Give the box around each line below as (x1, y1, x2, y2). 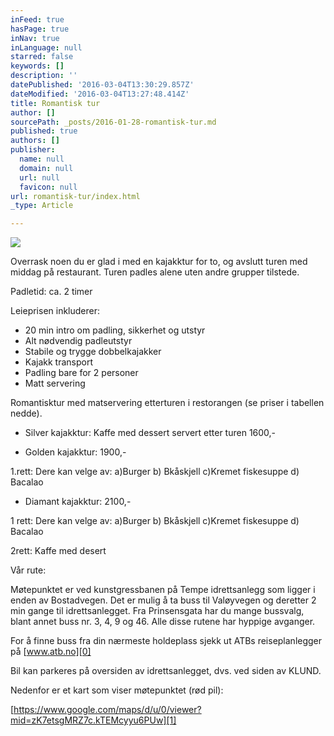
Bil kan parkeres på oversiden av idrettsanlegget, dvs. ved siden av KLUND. (10, 665, 322, 677)
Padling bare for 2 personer (24, 367, 139, 379)
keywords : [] (10, 61, 65, 71)
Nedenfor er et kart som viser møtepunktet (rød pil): (10, 684, 224, 696)
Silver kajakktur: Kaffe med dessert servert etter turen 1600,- (24, 427, 277, 439)
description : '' (10, 71, 78, 81)
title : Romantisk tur (10, 98, 101, 108)
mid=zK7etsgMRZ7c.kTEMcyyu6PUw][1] (10, 714, 177, 726)
